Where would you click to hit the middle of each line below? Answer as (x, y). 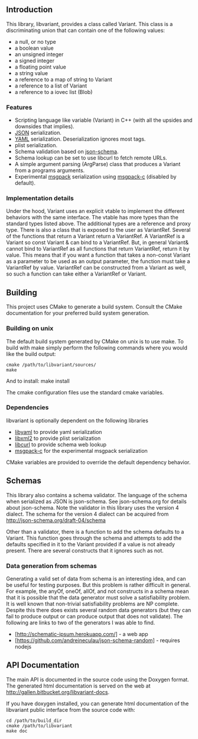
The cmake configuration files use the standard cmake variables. (85, 392)
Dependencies (27, 407)
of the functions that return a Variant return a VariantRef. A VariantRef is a (95, 236)
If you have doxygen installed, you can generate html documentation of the (98, 704)
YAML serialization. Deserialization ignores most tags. (80, 139)
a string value (31, 73)
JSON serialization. (38, 133)
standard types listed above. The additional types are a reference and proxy (98, 223)
